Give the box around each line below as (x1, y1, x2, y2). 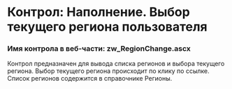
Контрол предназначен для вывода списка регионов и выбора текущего (7, 60, 225, 68)
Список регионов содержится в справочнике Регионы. (7, 74, 173, 83)
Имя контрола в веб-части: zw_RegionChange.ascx (7, 44, 191, 54)
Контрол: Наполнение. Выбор (7, 4, 190, 20)
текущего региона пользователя (7, 19, 208, 35)
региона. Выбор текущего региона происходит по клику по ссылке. (7, 67, 210, 75)
